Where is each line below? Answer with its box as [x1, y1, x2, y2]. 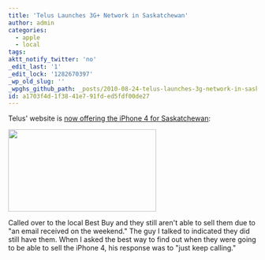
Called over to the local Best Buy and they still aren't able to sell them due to [8, 218, 256, 228]
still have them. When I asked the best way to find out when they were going [8, 235, 256, 244]
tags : [8, 48, 26, 56]
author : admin [8, 19, 55, 27]
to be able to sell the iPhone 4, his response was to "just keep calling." [8, 243, 237, 253]
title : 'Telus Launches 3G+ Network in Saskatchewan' [8, 11, 189, 20]
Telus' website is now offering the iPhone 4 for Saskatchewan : [8, 113, 211, 123]
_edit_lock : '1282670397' [8, 70, 93, 78]
